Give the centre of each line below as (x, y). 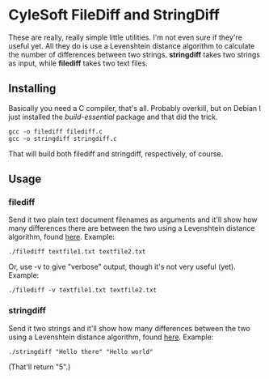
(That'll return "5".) (40, 367)
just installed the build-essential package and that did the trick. (113, 117)
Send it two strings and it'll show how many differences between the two (129, 328)
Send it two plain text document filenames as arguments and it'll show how (133, 219)
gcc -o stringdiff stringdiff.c (63, 138)
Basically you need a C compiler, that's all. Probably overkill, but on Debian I (134, 108)
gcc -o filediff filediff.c (56, 131)
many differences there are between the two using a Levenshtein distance (132, 228)
